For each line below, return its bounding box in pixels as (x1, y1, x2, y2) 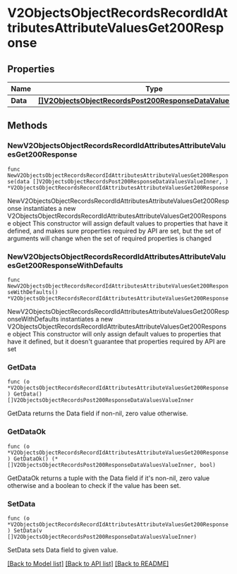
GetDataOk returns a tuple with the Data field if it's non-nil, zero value (7, 474, 210, 482)
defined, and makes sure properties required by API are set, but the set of (7, 226, 222, 235)
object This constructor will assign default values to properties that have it (13, 219, 228, 227)
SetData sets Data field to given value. (7, 545, 119, 554)
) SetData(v (7, 527, 42, 534)
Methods (7, 120, 48, 132)
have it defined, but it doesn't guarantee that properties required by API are (7, 337, 226, 346)
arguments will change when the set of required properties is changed (7, 234, 212, 243)
